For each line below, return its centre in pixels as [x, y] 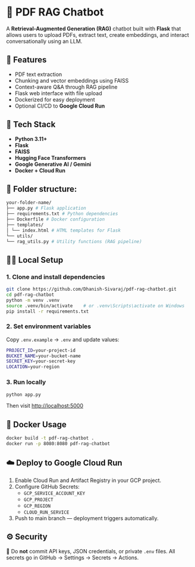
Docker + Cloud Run [40, 170]
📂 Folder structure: [42, 189]
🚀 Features [26, 60]
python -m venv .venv [33, 300]
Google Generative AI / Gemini [53, 164]
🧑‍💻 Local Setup [35, 260]
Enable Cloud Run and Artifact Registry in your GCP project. [88, 480]
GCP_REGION [37, 506]
